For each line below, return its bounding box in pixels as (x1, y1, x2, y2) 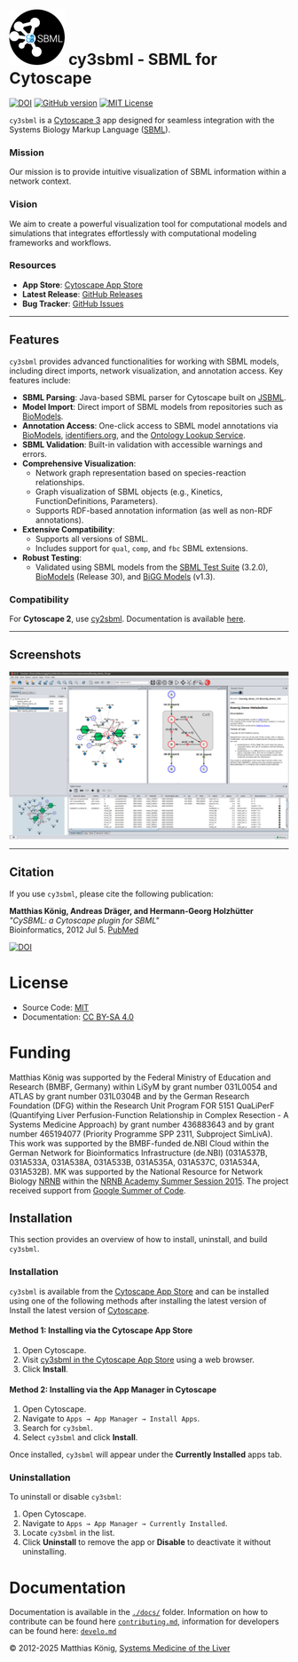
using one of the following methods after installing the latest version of (9, 1296, 268, 1306)
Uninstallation (9, 1471, 71, 1484)
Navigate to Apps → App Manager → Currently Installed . (21, 1518, 228, 1529)
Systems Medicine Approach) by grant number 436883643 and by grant (9, 1119, 275, 1130)
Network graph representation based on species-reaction (35, 467, 247, 478)
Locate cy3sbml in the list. (21, 1527, 115, 1539)
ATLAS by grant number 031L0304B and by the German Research (9, 1091, 250, 1101)
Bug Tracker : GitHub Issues (21, 298, 124, 309)
